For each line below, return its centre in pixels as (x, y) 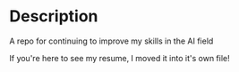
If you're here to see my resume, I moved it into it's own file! (119, 58)
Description (54, 16)
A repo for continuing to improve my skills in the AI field (111, 41)
